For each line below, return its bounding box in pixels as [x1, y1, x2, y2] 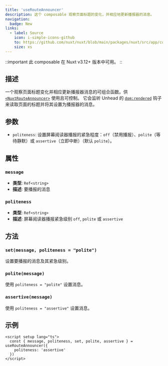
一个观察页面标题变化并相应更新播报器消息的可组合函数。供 [5, 89, 128, 95]
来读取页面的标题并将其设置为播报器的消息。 [5, 101, 97, 107]
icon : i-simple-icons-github [14, 35, 75, 40]
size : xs [14, 44, 32, 49]
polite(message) [5, 271, 45, 276]
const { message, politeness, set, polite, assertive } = [9, 339, 133, 344]
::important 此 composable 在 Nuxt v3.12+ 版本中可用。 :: [5, 58, 122, 65]
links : [5, 26, 19, 31]
